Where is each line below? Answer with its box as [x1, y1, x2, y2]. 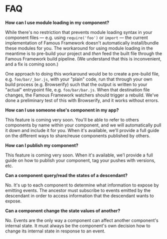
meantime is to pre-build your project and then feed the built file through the [5, 50, 162, 56]
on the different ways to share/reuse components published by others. [5, 132, 150, 138]
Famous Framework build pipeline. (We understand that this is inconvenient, [5, 55, 161, 61]
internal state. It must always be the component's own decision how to [5, 222, 151, 228]
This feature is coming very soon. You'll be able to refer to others [5, 116, 139, 122]
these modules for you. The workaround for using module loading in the [5, 45, 153, 51]
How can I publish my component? [5, 142, 78, 148]
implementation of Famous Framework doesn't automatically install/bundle [5, 39, 159, 45]
